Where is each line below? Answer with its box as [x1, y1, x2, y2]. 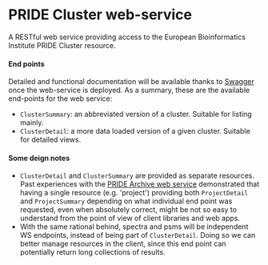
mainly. [19, 118, 44, 127]
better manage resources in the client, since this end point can [19, 239, 226, 249]
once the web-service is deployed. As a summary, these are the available [8, 86, 250, 95]
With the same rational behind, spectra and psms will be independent [19, 222, 249, 231]
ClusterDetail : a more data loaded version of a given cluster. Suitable [19, 126, 250, 136]
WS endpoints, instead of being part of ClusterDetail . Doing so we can [19, 231, 256, 240]
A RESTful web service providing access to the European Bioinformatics [8, 32, 246, 42]
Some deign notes [8, 153, 70, 163]
